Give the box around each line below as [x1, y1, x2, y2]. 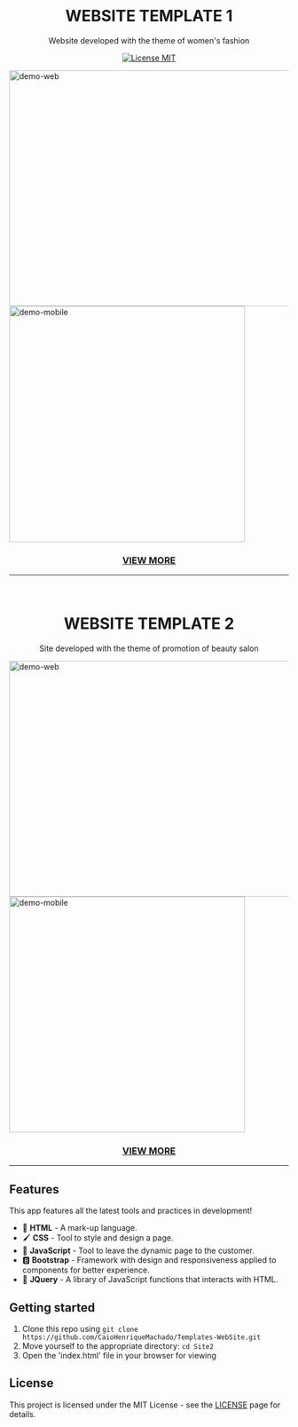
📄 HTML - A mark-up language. [21, 1223, 137, 1233]
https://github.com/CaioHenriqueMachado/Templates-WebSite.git [21, 1333, 262, 1342]
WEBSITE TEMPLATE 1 [65, 6, 233, 27]
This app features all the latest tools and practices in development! [9, 1205, 253, 1217]
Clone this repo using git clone [21, 1324, 139, 1335]
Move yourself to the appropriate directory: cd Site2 [21, 1341, 215, 1352]
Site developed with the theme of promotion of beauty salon [39, 643, 259, 654]
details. [9, 1408, 36, 1419]
